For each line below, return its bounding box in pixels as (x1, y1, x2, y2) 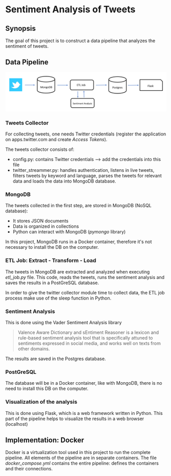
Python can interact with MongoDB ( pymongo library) (12, 229, 126, 235)
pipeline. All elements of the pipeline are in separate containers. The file (5, 455, 157, 461)
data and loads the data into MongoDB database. (12, 178, 116, 184)
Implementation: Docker (5, 436, 84, 445)
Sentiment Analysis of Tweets (5, 4, 136, 15)
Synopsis (5, 24, 36, 33)
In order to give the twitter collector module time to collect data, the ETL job (5, 289, 165, 295)
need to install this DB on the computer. (5, 386, 89, 392)
